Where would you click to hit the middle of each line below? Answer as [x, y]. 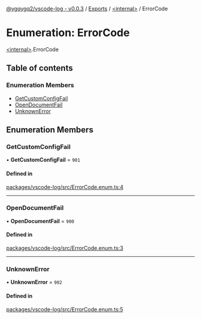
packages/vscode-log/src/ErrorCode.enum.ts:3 [65, 248]
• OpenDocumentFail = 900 [40, 221]
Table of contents [39, 68]
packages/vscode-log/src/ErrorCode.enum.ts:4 [65, 187]
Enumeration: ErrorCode [68, 33]
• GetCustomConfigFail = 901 [43, 160]
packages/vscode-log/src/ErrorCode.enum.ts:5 [65, 309]
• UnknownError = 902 [34, 282]
